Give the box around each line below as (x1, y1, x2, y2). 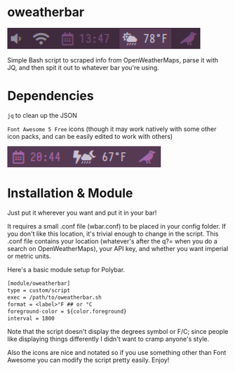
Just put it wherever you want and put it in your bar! (7, 208, 157, 217)
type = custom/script (7, 287, 71, 294)
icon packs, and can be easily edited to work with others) (7, 132, 173, 140)
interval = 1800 (7, 315, 55, 322)
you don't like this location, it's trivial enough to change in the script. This (7, 229, 219, 238)
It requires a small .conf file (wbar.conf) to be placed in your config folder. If (7, 222, 227, 230)
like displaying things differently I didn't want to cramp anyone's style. (7, 335, 209, 343)
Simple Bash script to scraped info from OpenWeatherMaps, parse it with (7, 55, 219, 64)
